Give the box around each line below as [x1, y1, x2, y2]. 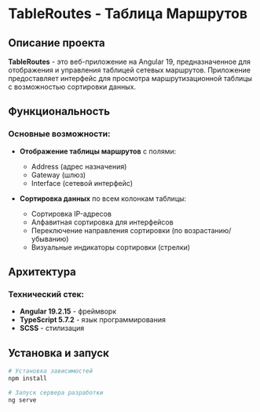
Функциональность [8, 105, 111, 118]
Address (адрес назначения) [31, 161, 127, 171]
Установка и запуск [8, 346, 110, 359]
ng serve [8, 395, 37, 404]
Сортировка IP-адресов [31, 209, 112, 218]
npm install [8, 375, 47, 383]
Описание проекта [8, 36, 105, 50]
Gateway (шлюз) [31, 170, 86, 180]
